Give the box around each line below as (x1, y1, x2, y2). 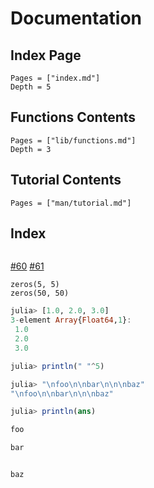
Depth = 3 (10, 144, 52, 154)
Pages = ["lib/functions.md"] (10, 135, 137, 146)
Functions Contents (10, 109, 137, 126)
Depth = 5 (10, 82, 52, 92)
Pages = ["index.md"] (10, 73, 101, 83)
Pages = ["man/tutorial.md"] (10, 198, 132, 208)
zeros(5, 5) (10, 280, 60, 290)
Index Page (10, 47, 82, 64)
